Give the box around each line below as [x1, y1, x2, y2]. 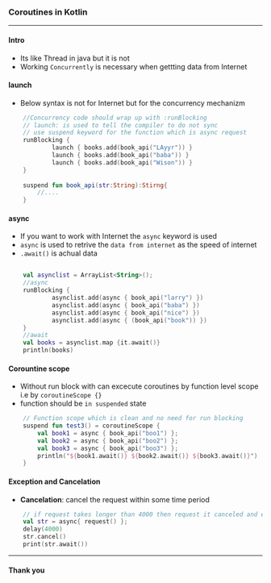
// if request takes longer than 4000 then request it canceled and [23, 510, 258, 518]
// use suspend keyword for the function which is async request [23, 128, 248, 137]
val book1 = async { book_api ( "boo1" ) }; [37, 429, 179, 437]
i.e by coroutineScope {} [19, 390, 102, 400]
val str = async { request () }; [23, 518, 128, 526]
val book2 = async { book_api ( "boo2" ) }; [37, 436, 179, 445]
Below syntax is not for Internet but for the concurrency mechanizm [19, 98, 246, 107]
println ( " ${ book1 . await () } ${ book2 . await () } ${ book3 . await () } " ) [37, 452, 258, 460]
